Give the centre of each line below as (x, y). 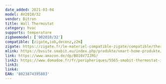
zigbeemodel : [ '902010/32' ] (34, 38)
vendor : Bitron (21, 19)
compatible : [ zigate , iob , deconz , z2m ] (44, 42)
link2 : (12, 60)
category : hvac (21, 28)
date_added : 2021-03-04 (30, 10)
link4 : (12, 70)
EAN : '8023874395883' (27, 74)
